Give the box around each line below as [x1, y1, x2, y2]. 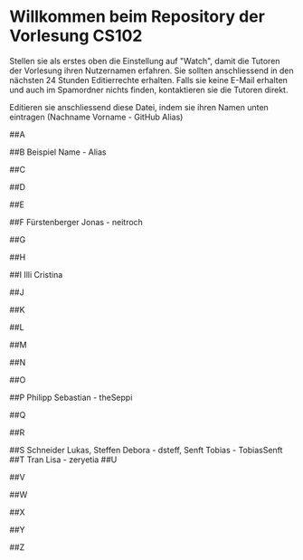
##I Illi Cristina [9, 269, 63, 280]
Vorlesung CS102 [9, 25, 143, 46]
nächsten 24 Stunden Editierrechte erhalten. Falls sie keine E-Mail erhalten [9, 74, 288, 85]
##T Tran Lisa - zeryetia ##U [9, 454, 118, 465]
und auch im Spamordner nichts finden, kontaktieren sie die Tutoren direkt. [9, 84, 289, 95]
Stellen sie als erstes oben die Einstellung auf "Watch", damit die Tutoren [9, 55, 280, 66]
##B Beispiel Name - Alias [9, 147, 107, 157]
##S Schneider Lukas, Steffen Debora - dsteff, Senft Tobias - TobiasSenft [9, 444, 283, 455]
